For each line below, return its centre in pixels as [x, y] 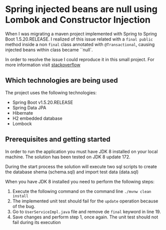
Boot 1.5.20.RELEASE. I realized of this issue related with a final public [79, 39]
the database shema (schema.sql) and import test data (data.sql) [72, 172]
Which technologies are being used [62, 80]
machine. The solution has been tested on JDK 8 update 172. [68, 157]
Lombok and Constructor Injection [78, 20]
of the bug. [24, 206]
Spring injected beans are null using [81, 9]
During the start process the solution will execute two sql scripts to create [81, 166]
